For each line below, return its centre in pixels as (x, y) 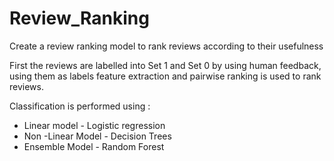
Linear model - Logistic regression (94, 125)
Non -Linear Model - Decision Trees (97, 136)
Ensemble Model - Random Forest (94, 146)
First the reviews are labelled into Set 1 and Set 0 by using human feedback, (165, 65)
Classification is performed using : (80, 106)
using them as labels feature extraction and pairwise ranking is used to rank (165, 76)
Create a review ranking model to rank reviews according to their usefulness (166, 46)
